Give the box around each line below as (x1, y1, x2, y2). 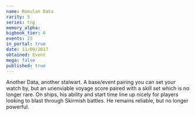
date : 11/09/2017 (6, 47, 49, 52)
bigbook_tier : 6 (6, 30, 46, 36)
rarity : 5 (6, 14, 31, 20)
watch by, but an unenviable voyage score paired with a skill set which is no (6, 85, 190, 92)
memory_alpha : (6, 24, 41, 31)
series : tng (6, 19, 35, 25)
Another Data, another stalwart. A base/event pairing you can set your (6, 79, 176, 86)
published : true (6, 62, 46, 69)
